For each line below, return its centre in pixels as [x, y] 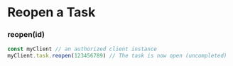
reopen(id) [26, 35]
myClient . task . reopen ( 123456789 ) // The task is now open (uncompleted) [117, 56]
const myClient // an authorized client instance [82, 49]
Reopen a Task [52, 12]
